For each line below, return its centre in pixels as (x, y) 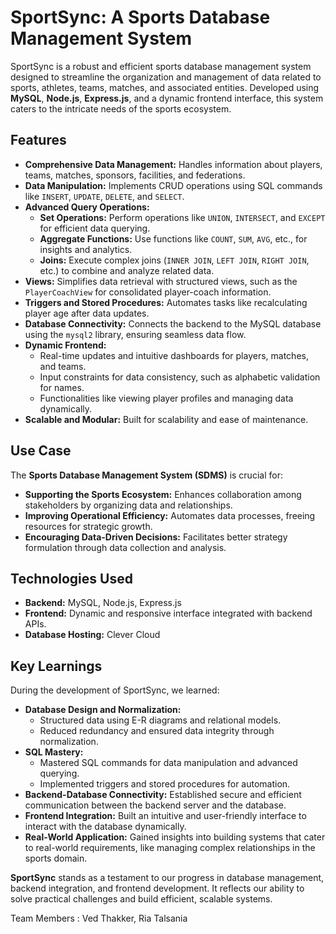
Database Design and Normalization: (103, 710)
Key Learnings (56, 666)
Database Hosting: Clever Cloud (92, 635)
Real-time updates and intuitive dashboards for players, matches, (174, 355)
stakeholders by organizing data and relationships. (128, 505)
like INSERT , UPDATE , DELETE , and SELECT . (104, 196)
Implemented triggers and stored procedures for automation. (165, 784)
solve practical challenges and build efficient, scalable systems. (141, 899)
